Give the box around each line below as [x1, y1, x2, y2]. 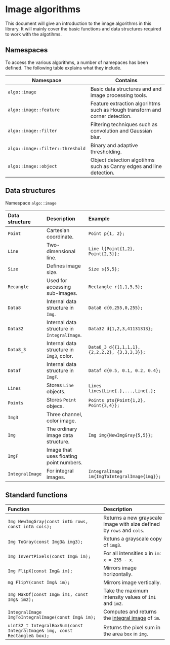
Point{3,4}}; [88, 402, 120, 408]
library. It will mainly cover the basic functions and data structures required [5, 25, 161, 31]
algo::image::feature [8, 107, 60, 113]
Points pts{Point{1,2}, [88, 397, 146, 403]
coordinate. [46, 233, 74, 240]
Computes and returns [103, 608, 157, 615]
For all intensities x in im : [103, 550, 161, 557]
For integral [46, 467, 74, 474]
